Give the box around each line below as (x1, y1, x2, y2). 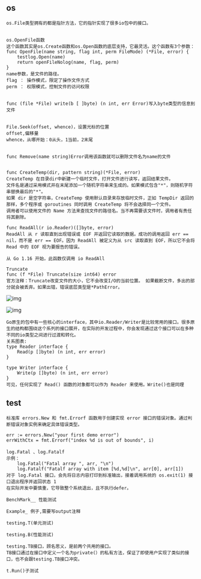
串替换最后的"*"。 (6, 188, 46, 194)
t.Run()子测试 (6, 568, 39, 574)
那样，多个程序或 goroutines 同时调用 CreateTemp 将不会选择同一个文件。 (6, 201, 174, 208)
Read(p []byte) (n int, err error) (17, 348, 106, 355)
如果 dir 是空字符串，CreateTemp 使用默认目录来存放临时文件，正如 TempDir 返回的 (6, 195, 194, 201)
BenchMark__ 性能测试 (6, 497, 57, 503)
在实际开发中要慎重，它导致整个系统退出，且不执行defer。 (6, 485, 132, 491)
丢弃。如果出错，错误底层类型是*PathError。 (23, 284, 123, 290)
